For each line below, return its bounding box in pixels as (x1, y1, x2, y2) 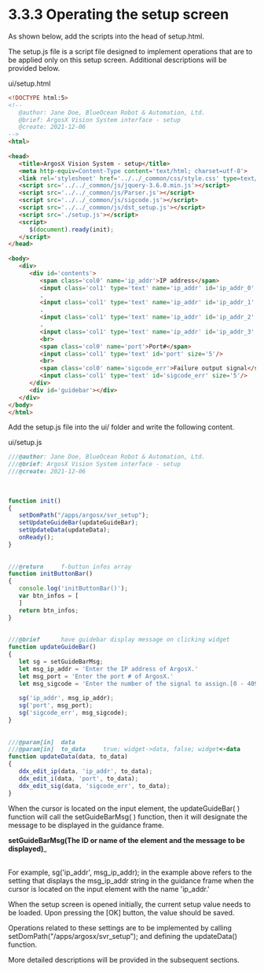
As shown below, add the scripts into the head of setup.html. (8, 31, 204, 41)
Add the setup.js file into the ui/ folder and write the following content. (8, 422, 235, 432)
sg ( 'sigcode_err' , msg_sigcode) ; (18, 709, 128, 717)
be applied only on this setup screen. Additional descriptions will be (8, 55, 227, 64)
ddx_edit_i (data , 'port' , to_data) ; (18, 775, 139, 782)
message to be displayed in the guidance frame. (8, 820, 164, 830)
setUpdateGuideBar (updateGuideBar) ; (18, 519, 139, 527)
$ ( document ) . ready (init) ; (28, 226, 114, 234)
